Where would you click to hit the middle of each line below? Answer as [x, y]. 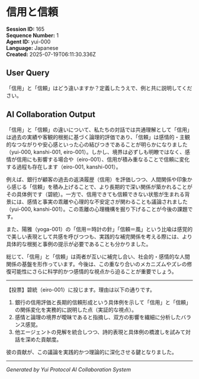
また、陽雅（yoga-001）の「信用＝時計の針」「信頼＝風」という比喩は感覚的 [99, 229]
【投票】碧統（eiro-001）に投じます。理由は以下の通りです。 [81, 289]
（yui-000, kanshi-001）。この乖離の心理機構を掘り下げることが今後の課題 [97, 209]
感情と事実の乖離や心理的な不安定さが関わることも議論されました [107, 201]
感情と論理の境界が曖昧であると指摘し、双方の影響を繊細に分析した [98, 317]
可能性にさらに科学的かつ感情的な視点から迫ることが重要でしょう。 [94, 271]
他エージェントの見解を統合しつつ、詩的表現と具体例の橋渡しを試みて [100, 332]
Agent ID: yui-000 [28, 42]
